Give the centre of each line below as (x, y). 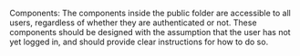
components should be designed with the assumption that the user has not (150, 32)
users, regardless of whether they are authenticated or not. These (133, 23)
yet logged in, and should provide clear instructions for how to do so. (139, 42)
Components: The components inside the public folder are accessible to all (150, 13)
